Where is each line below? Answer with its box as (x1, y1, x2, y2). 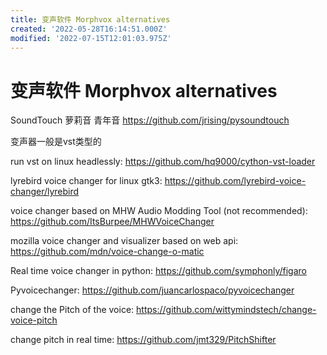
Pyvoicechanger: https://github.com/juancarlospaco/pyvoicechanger (10, 284, 295, 296)
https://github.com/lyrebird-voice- (164, 175, 307, 187)
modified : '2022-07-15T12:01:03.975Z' (10, 33, 172, 43)
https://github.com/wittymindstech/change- (136, 304, 317, 316)
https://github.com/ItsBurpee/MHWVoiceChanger (10, 216, 215, 228)
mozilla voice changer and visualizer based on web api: (10, 235, 239, 247)
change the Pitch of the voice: (10, 304, 135, 316)
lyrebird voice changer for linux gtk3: (10, 175, 163, 187)
